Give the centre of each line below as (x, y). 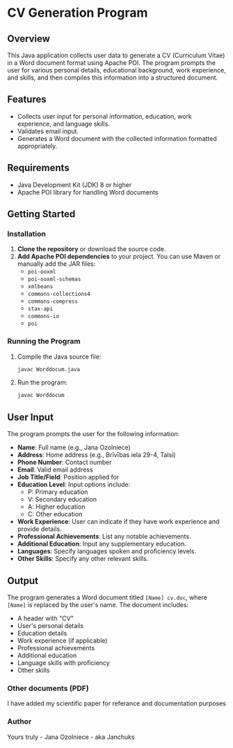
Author (19, 721)
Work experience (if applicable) (62, 641)
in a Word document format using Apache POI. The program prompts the (111, 63)
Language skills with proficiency (63, 663)
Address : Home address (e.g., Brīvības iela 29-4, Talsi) (96, 455)
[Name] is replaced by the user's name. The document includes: (98, 604)
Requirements (38, 168)
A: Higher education (56, 507)
